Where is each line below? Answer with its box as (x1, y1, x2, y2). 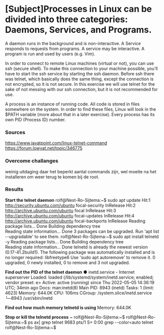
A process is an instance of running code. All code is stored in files (5, 101, 140, 107)
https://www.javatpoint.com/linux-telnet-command (5, 140, 108, 146)
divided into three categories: (5, 14, 128, 25)
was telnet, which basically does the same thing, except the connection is (5, 76, 154, 82)
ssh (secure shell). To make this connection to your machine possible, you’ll (5, 65, 158, 72)
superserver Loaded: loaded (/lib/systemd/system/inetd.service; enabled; (5, 274, 154, 280)
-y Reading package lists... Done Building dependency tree (5, 239, 124, 244)
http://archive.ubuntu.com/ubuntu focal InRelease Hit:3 (5, 207, 117, 214)
